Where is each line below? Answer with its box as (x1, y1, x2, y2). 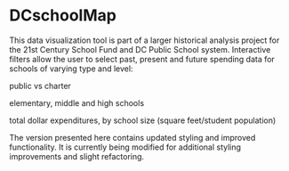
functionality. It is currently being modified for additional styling (9, 142, 242, 152)
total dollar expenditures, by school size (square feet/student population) (9, 115, 277, 126)
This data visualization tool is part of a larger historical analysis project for (9, 35, 280, 45)
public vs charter (9, 80, 71, 91)
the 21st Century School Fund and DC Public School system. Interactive (9, 44, 271, 54)
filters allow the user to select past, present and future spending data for (9, 53, 276, 64)
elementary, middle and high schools (9, 97, 145, 108)
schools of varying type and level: (9, 63, 133, 74)
